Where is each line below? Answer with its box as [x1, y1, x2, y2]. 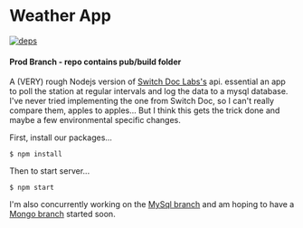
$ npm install [9, 150, 63, 159]
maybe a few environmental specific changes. [9, 115, 181, 126]
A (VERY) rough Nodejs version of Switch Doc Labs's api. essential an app [9, 76, 287, 87]
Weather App [9, 5, 111, 26]
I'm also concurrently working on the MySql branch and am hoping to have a [9, 199, 295, 210]
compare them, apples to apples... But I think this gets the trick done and [9, 105, 280, 116]
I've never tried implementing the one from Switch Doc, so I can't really [9, 96, 274, 107]
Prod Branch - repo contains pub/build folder [9, 56, 182, 67]
